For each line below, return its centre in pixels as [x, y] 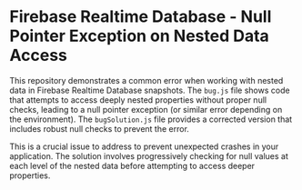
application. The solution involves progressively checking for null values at [149, 155]
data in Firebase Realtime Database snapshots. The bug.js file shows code [150, 90]
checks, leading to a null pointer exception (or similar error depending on [146, 109]
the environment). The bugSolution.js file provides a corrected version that [151, 119]
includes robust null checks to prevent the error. [99, 128]
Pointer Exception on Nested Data [140, 36]
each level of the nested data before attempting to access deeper [132, 165]
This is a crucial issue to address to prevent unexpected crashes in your [144, 146]
